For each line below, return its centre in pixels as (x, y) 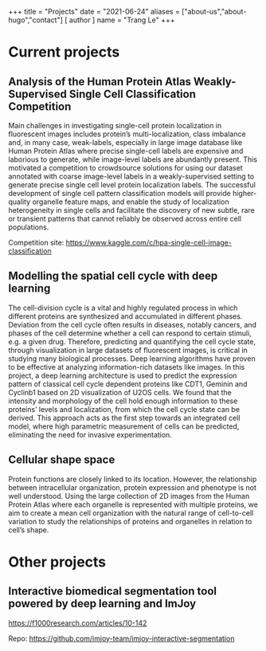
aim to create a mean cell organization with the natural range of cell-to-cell (131, 512)
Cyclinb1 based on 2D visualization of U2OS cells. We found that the (120, 392)
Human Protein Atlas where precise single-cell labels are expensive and (126, 151)
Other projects (57, 562)
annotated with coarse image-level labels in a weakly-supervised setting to (131, 176)
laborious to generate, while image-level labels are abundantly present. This (133, 159)
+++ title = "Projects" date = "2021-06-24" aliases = (94, 12)
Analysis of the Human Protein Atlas (100, 82)
